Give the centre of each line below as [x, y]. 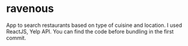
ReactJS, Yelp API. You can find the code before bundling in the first [90, 31]
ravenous [30, 9]
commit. [16, 38]
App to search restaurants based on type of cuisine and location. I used [94, 25]
